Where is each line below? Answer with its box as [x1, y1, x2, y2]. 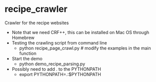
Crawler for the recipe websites [4, 20, 69, 26]
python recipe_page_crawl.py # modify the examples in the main [19, 45, 152, 51]
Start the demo [11, 55, 43, 61]
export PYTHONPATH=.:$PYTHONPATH [19, 71, 101, 77]
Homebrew [11, 35, 35, 41]
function [19, 50, 37, 56]
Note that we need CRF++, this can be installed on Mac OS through [11, 29, 150, 35]
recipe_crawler [4, 3, 68, 15]
